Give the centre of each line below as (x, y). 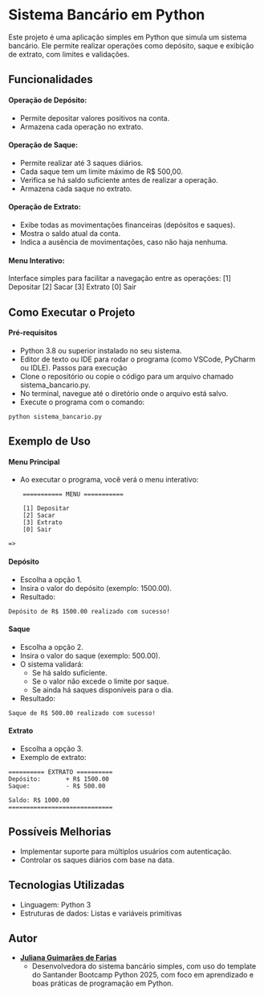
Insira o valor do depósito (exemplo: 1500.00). (96, 588)
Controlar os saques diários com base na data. (97, 860)
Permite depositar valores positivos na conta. (95, 118)
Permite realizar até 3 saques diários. (81, 163)
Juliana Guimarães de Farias (68, 958)
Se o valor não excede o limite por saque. (100, 681)
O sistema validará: (52, 664)
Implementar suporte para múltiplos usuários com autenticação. (126, 851)
